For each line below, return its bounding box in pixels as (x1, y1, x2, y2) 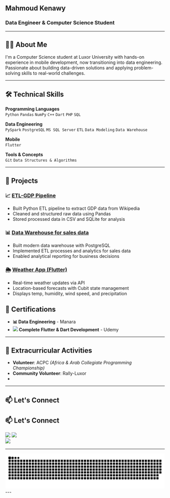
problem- (134, 64, 154, 70)
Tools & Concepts (5, 151, 44, 158)
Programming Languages (5, 106, 60, 112)
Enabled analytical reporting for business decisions (12, 253, 120, 259)
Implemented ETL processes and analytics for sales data (12, 248, 131, 254)
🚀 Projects (5, 176, 38, 185)
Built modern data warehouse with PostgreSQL (12, 243, 110, 249)
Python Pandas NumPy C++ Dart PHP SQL (5, 112, 81, 118)
